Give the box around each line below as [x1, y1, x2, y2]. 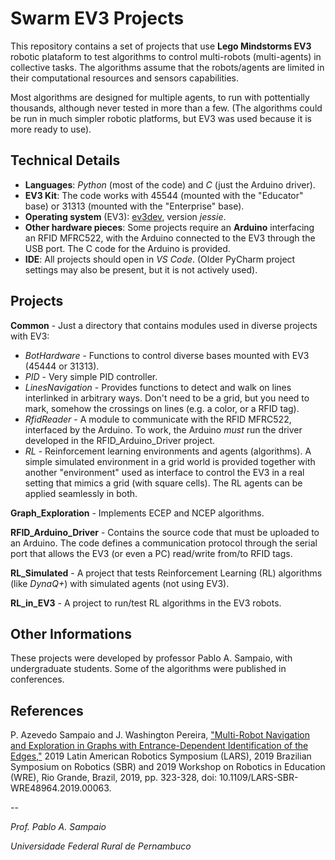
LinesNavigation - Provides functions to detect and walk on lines [24, 381, 292, 393]
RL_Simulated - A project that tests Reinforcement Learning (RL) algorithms [10, 567, 323, 579]
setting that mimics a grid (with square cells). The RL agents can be [24, 477, 303, 489]
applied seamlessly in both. [24, 487, 138, 499]
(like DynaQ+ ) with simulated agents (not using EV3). [10, 577, 230, 589]
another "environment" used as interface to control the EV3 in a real [24, 466, 305, 478]
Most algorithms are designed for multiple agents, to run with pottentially [10, 91, 310, 103]
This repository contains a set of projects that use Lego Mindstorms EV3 [10, 40, 312, 52]
